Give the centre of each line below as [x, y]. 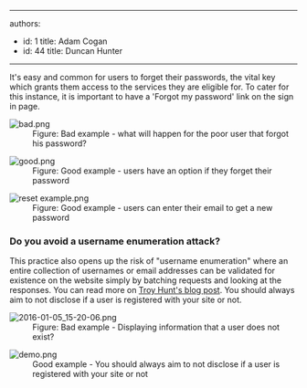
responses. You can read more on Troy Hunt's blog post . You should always [152, 290]
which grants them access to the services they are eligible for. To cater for [149, 87]
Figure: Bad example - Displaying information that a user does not [156, 327]
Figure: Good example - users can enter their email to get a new [153, 208]
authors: [25, 23]
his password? [59, 143]
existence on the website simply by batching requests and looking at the [145, 280]
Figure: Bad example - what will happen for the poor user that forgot [161, 134]
